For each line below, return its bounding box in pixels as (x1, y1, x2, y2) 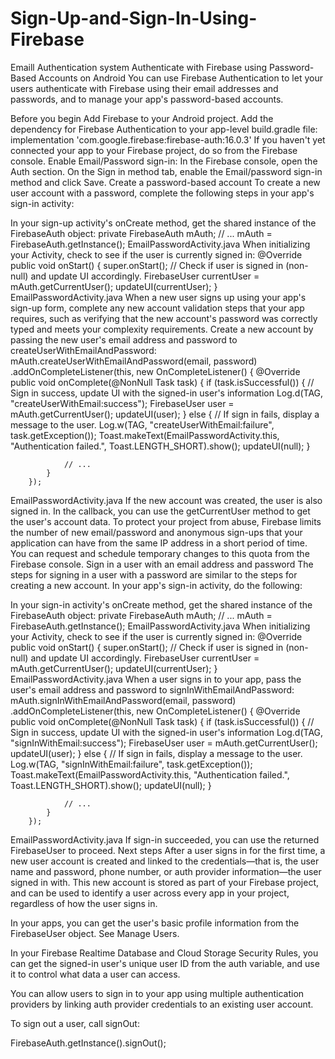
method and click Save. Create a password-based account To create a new (10, 176, 321, 188)
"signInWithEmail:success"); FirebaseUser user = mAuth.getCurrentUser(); (10, 737, 318, 749)
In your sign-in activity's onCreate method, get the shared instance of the (10, 598, 313, 611)
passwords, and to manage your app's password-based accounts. (10, 93, 284, 105)
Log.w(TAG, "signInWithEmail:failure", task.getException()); (10, 758, 253, 770)
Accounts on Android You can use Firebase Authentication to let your (38, 72, 323, 84)
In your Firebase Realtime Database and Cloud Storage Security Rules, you (10, 947, 319, 959)
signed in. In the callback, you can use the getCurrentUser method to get (10, 505, 311, 517)
